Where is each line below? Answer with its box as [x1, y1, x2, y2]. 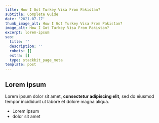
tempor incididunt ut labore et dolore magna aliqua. [5, 98, 110, 104]
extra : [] [9, 53, 30, 58]
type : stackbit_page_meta [9, 58, 63, 62]
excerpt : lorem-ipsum [5, 30, 50, 35]
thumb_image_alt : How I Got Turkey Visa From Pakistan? [5, 21, 122, 26]
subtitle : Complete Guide [5, 12, 58, 17]
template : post [5, 62, 37, 67]
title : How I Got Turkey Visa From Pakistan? [5, 7, 100, 12]
